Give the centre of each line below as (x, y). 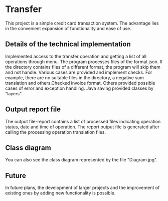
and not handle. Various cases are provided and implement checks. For (79, 72)
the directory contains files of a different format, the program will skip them (83, 67)
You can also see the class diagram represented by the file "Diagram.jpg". (81, 160)
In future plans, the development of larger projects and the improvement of (82, 188)
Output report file (33, 110)
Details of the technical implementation (68, 44)
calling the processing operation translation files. (56, 132)
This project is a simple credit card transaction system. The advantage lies (82, 23)
